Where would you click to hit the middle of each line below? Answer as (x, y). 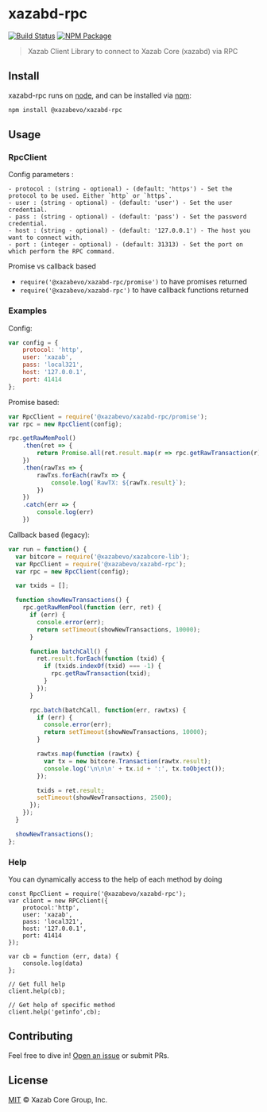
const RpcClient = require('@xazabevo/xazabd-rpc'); (97, 894)
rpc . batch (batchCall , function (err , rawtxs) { (108, 710)
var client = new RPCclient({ (58, 901)
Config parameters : (41, 175)
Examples (28, 311)
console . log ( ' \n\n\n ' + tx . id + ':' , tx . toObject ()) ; (134, 768)
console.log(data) (53, 963)
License (28, 1081)
